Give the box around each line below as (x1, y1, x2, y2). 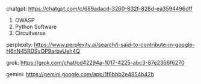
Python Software (14, 23, 57, 30)
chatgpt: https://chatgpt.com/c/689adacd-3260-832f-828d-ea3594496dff (6, 5, 193, 12)
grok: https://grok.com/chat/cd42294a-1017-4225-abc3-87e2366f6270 (6, 59, 185, 66)
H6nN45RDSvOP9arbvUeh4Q (6, 47, 80, 55)
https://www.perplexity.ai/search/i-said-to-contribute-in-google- (34, 41, 195, 48)
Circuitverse (14, 29, 46, 37)
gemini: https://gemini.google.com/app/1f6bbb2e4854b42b (6, 71, 155, 77)
